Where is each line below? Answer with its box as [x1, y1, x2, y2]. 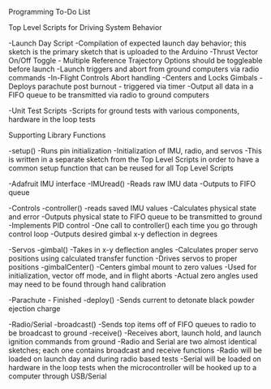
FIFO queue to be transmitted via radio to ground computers [8, 90, 209, 100]
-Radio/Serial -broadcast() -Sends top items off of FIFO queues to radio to [8, 320, 257, 329]
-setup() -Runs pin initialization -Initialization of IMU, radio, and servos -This [8, 146, 262, 155]
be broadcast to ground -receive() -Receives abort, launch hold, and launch [8, 328, 262, 338]
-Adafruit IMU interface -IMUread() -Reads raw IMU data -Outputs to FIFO [8, 179, 256, 188]
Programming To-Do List [8, 7, 91, 16]
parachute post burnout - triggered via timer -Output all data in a [37, 81, 254, 91]
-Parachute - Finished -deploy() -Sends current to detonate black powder [8, 296, 255, 305]
